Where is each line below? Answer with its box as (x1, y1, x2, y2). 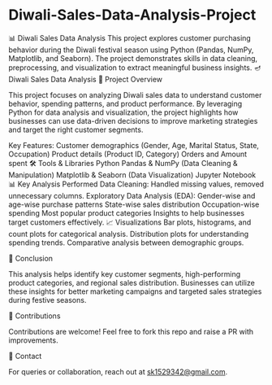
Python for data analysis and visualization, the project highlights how (8, 107, 239, 117)
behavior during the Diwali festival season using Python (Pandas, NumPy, (8, 45, 254, 55)
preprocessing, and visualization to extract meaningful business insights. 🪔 (8, 63, 261, 72)
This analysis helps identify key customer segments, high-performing (8, 269, 241, 278)
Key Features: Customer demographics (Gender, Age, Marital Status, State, (8, 140, 260, 150)
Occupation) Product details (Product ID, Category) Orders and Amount (8, 149, 248, 159)
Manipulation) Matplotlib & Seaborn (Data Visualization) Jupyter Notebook (8, 169, 257, 180)
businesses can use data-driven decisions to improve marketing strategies (8, 116, 258, 125)
